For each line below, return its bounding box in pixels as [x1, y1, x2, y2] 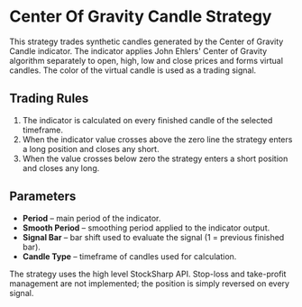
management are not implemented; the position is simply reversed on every [9, 277, 290, 289]
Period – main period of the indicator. [22, 212, 161, 223]
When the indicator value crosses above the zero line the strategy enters [22, 133, 293, 145]
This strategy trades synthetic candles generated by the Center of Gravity [9, 36, 284, 47]
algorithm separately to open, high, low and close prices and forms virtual [9, 55, 284, 66]
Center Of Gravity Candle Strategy [9, 6, 272, 27]
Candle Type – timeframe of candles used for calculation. [22, 250, 237, 262]
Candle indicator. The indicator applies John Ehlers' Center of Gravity [9, 45, 268, 56]
